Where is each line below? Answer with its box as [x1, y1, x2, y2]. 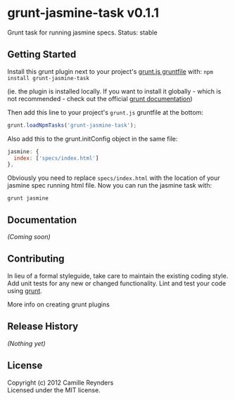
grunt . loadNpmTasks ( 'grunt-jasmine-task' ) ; [7, 122, 137, 129]
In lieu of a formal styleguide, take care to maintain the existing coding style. [7, 271, 229, 280]
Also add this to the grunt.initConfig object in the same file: [7, 134, 178, 143]
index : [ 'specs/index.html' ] [13, 155, 99, 162]
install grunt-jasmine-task [7, 75, 90, 82]
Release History [7, 321, 79, 333]
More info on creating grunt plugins [7, 300, 110, 309]
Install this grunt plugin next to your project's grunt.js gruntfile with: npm [7, 67, 213, 75]
